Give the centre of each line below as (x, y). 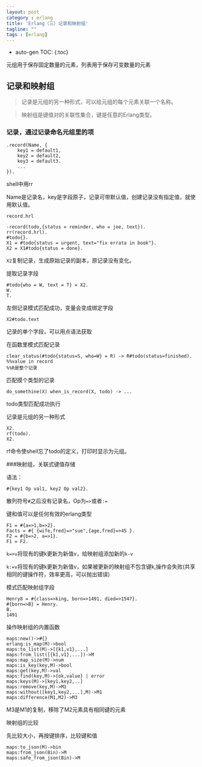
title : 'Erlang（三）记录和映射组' (47, 23)
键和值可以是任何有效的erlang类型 (49, 514)
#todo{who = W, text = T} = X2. (47, 285)
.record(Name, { (27, 145)
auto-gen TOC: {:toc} (42, 52)
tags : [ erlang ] (27, 35)
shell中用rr (20, 184)
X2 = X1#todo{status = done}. (45, 248)
